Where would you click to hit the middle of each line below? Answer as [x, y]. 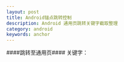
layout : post [23, 12]
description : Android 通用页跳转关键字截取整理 [62, 23]
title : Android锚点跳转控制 [39, 18]
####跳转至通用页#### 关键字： [47, 53]
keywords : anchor [28, 35]
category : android [29, 29]
